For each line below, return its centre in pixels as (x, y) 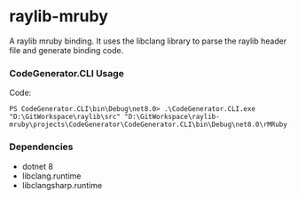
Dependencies (41, 147)
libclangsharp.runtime (62, 185)
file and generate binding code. (67, 50)
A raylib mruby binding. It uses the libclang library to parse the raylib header (148, 41)
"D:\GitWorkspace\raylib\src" (65, 117)
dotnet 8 (37, 166)
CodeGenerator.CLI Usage (67, 73)
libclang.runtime (51, 176)
